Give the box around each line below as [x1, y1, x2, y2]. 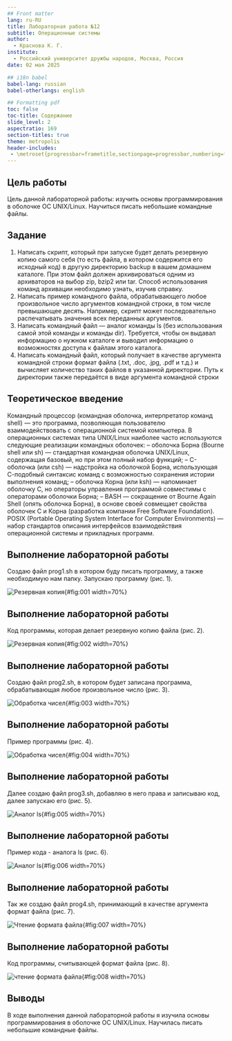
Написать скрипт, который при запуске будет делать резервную [17, 248, 209, 256]
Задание [7, 230, 47, 241]
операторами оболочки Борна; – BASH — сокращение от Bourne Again [7, 492, 216, 500]
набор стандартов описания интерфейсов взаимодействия [7, 522, 182, 530]
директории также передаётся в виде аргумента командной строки [17, 373, 219, 381]
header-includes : [7, 145, 57, 151]
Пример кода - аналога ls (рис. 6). [7, 848, 108, 856]
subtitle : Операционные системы [7, 29, 100, 37]
